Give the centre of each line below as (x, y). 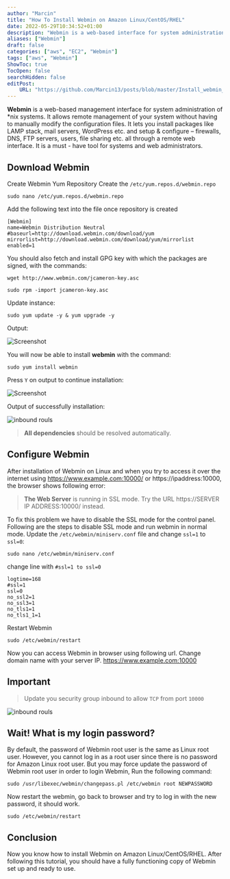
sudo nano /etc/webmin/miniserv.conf (61, 554)
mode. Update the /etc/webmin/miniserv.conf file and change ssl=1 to (106, 534)
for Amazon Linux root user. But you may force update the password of (107, 764)
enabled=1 (21, 245)
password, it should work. (43, 804)
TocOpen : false (29, 71)
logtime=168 (24, 579)
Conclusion (32, 838)
